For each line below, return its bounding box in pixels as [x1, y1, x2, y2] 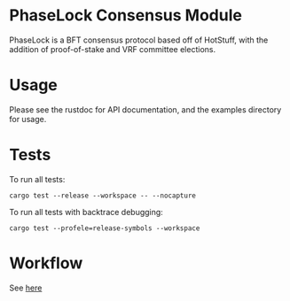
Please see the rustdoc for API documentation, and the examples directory [9, 104, 282, 115]
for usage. [9, 113, 47, 124]
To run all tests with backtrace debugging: [9, 206, 164, 217]
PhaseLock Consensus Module [9, 5, 242, 26]
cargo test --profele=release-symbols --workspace [9, 223, 200, 233]
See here [9, 282, 43, 293]
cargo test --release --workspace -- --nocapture [9, 191, 197, 200]
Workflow [9, 253, 83, 273]
